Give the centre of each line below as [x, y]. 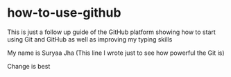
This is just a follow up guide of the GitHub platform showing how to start [112, 32]
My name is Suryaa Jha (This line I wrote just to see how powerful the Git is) [116, 53]
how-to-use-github [64, 13]
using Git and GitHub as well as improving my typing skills [90, 39]
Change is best [29, 66]
